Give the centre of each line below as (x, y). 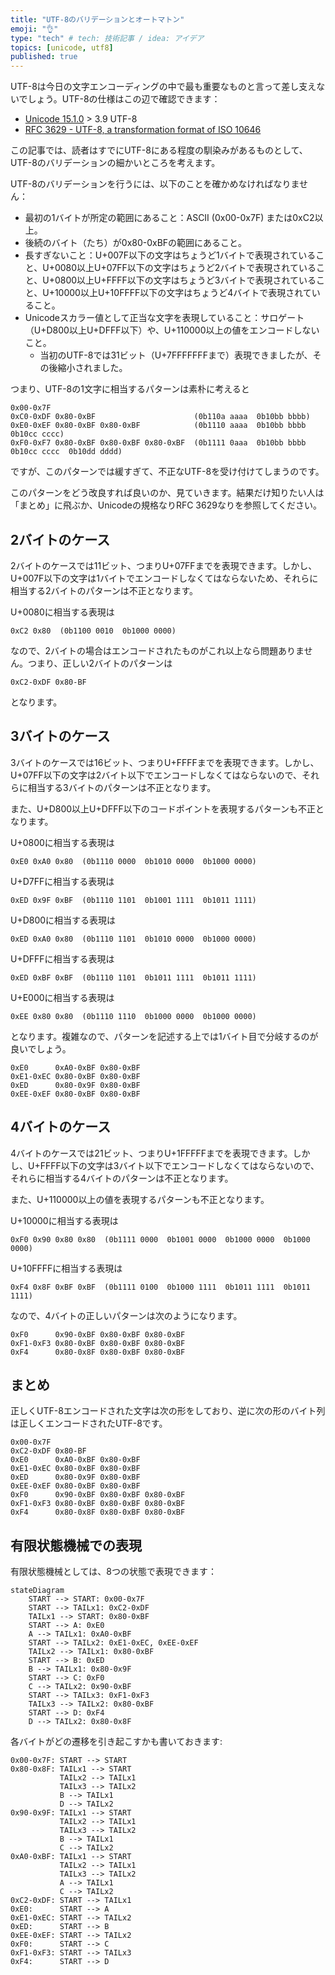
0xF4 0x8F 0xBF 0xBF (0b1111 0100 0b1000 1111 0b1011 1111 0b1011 (160, 1287)
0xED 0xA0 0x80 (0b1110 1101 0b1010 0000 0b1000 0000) (133, 939)
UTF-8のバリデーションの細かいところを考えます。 (115, 163)
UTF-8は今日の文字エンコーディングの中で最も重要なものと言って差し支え (163, 87)
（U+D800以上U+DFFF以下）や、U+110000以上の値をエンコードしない (172, 330)
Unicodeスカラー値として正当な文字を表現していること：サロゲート (164, 318)
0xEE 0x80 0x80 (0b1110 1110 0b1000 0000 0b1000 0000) (133, 1016)
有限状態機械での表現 (76, 1545)
